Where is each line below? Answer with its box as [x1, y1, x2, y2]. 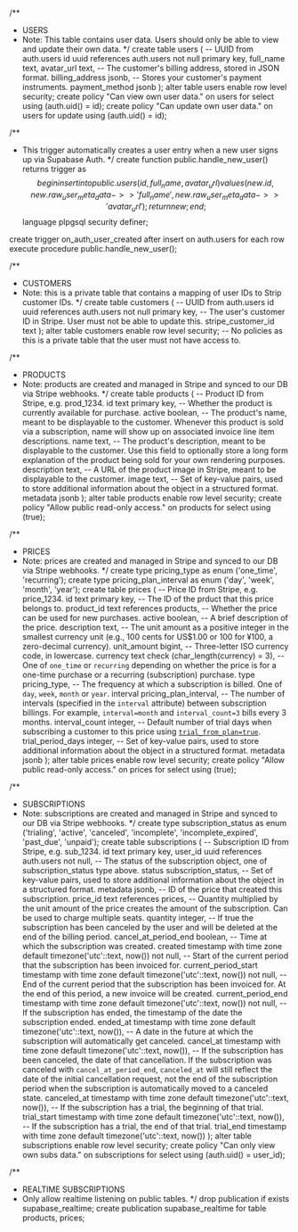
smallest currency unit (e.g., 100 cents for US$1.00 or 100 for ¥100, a [21, 632, 274, 642]
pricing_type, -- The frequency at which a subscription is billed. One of [21, 679, 283, 690]
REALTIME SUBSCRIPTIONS [21, 1184, 125, 1195]
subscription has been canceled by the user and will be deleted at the [21, 922, 278, 933]
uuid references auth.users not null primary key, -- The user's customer [21, 307, 286, 318]
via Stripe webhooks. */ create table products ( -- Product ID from [21, 388, 264, 400]
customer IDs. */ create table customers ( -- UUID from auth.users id [21, 297, 274, 308]
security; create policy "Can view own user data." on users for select [21, 91, 274, 102]
